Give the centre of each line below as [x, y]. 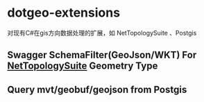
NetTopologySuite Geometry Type [83, 66]
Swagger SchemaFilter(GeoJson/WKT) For [102, 55]
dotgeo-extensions [63, 13]
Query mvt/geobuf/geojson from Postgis [97, 89]
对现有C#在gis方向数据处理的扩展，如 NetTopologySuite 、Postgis [102, 33]
